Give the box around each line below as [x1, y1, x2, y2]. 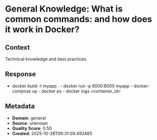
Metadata [5, 102, 35, 110]
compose [12, 88, 31, 94]
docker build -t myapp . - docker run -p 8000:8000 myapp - [12, 83, 133, 89]
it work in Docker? [5, 24, 80, 35]
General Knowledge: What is [5, 3, 123, 15]
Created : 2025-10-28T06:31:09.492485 [12, 130, 92, 136]
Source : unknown [12, 120, 48, 126]
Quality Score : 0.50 [12, 125, 52, 131]
